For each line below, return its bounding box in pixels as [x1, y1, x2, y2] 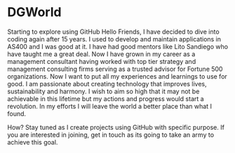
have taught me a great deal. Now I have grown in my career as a [7, 50, 196, 58]
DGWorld [7, 4, 62, 20]
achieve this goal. [7, 138, 58, 146]
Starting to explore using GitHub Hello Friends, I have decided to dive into [7, 27, 220, 36]
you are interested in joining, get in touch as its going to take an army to [7, 131, 215, 139]
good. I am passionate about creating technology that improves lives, [7, 79, 207, 88]
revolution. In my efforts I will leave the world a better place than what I [7, 102, 213, 110]
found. [7, 109, 27, 118]
